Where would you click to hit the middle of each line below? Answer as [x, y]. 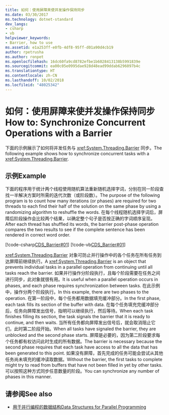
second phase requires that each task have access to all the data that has [81, 347]
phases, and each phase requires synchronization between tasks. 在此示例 [83, 286]
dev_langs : [17, 24]
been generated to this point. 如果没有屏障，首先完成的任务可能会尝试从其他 [84, 353]
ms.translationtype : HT [30, 71]
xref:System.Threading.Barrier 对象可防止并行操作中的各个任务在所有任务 [81, 255]
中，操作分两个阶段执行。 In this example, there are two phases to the [77, 292]
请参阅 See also [29, 394]
